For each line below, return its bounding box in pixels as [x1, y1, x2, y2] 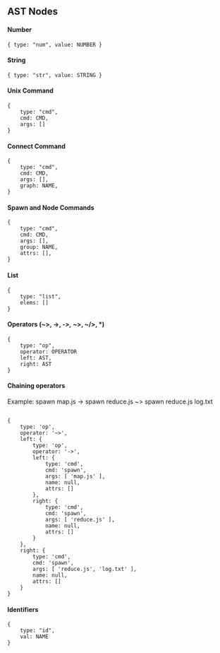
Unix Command [7, 86, 54, 95]
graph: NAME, [20, 182, 59, 189]
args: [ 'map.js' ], [44, 473, 106, 480]
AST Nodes [7, 6, 59, 18]
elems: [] [20, 299, 49, 306]
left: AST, [20, 354, 52, 361]
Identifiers [7, 605, 39, 613]
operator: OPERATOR [20, 348, 78, 355]
